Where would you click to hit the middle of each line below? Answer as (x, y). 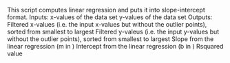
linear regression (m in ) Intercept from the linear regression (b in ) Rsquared (115, 46)
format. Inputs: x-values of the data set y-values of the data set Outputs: (110, 17)
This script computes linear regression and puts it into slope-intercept (106, 10)
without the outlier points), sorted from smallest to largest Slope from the (111, 39)
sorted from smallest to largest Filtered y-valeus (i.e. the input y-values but (113, 32)
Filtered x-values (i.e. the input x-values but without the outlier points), (107, 24)
